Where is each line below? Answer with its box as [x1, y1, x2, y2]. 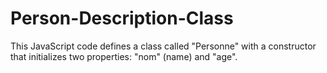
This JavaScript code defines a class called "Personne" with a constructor [10, 40, 317, 52]
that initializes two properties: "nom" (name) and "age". [10, 50, 238, 62]
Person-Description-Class [10, 7, 234, 30]
